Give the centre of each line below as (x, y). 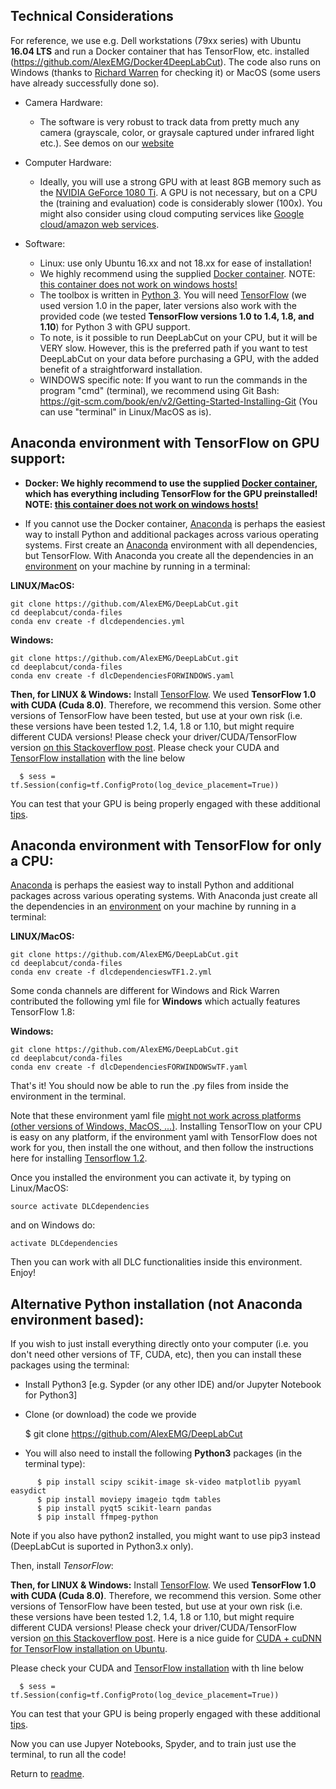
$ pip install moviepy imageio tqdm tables (129, 1500)
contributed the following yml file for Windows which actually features (155, 1001)
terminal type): (55, 1464)
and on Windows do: (53, 1225)
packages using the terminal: (70, 1365)
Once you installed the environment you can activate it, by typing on (151, 1178)
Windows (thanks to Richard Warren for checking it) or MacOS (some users (165, 72)
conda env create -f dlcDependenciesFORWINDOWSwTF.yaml (129, 1067)
